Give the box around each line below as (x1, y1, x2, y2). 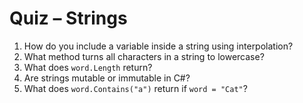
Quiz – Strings (9, 7, 128, 30)
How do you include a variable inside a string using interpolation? (23, 40, 294, 52)
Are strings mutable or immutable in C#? (23, 72, 191, 84)
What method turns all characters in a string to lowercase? (23, 50, 265, 62)
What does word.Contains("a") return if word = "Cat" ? (23, 82, 248, 94)
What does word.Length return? (23, 61, 153, 73)
